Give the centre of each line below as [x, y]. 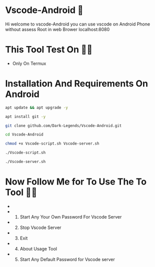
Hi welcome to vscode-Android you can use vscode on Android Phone [78, 24]
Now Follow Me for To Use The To [76, 182]
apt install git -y [25, 116]
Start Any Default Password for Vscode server [67, 259]
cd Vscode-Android [24, 134]
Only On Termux [29, 63]
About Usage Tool [38, 248]
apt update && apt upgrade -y [37, 107]
